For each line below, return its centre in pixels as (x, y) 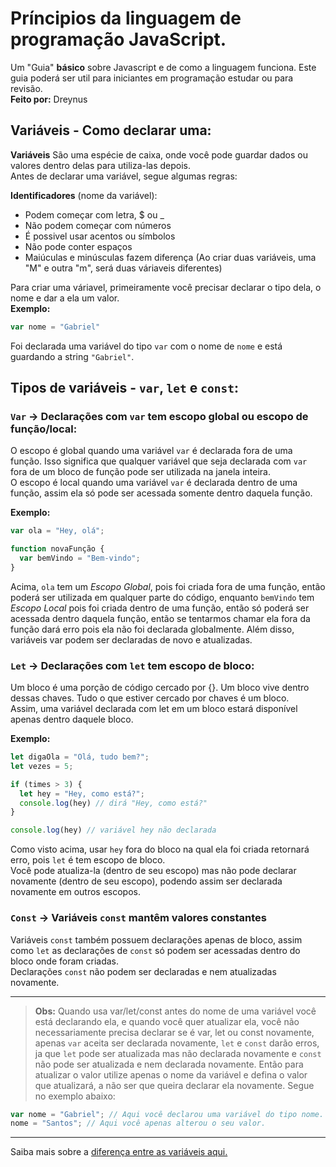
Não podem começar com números (98, 225)
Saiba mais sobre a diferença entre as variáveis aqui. (119, 1152)
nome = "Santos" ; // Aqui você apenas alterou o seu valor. (138, 1123)
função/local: (44, 429)
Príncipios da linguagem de (126, 18)
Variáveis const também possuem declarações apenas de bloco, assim (156, 939)
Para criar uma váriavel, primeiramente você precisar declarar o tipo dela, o (166, 287)
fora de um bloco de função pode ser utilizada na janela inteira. (140, 472)
